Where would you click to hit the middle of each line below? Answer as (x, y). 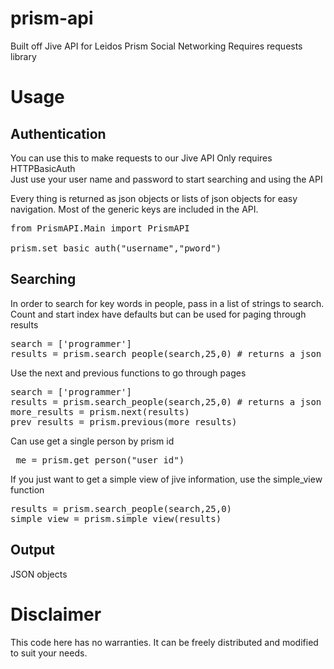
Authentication (58, 133)
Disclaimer (56, 614)
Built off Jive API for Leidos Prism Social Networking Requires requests (156, 46)
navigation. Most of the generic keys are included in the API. (134, 209)
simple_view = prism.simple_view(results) (116, 518)
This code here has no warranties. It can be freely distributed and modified (164, 642)
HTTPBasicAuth (43, 168)
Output (32, 550)
